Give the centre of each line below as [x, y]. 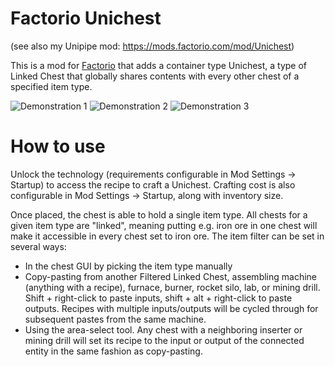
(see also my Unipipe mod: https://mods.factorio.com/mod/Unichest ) [152, 46]
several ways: [38, 246]
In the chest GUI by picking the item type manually [128, 266]
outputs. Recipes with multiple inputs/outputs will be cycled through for [171, 308]
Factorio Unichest [86, 18]
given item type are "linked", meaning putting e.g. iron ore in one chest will [164, 225]
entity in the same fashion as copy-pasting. [113, 351]
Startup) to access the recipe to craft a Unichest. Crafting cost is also [153, 184]
